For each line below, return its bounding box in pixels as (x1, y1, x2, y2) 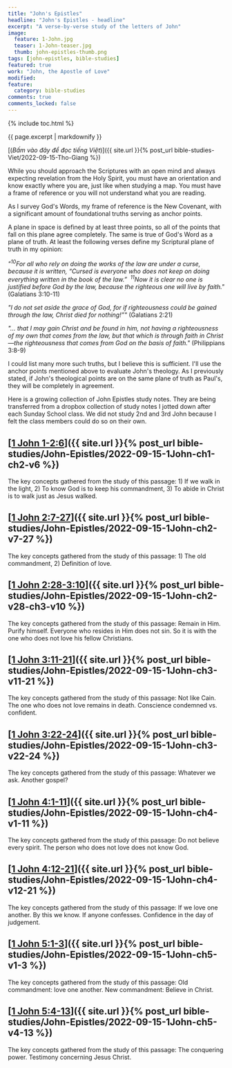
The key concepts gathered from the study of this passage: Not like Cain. (8, 694, 216, 702)
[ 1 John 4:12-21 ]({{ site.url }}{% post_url (8, 863, 185, 875)
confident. (8, 708, 37, 717)
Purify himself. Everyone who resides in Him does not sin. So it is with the (8, 627, 217, 635)
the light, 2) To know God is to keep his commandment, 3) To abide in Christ (8, 485, 224, 492)
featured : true (8, 62, 52, 68)
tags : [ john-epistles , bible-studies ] (8, 55, 119, 62)
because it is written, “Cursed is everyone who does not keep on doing (8, 267, 210, 275)
